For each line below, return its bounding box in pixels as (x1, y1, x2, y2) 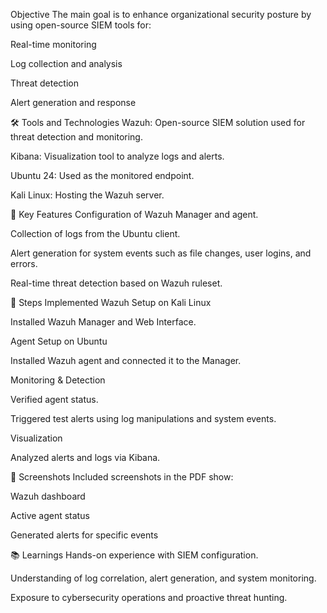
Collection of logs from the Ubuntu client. (10, 228, 181, 239)
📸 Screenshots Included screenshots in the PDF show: (10, 471, 234, 483)
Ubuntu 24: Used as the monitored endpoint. (10, 170, 195, 181)
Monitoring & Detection (10, 374, 106, 386)
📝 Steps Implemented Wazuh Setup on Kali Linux (10, 297, 212, 308)
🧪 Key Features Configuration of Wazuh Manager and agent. (10, 209, 259, 220)
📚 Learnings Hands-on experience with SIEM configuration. (10, 549, 259, 561)
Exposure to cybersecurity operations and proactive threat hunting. (10, 592, 288, 603)
